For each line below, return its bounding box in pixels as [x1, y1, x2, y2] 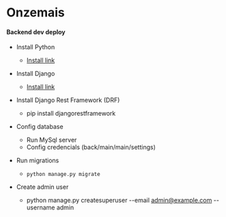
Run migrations [16, 156, 59, 165]
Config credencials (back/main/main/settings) [26, 143, 156, 151]
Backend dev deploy [6, 27, 66, 36]
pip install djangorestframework [26, 110, 116, 118]
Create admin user [16, 183, 69, 191]
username [26, 203, 55, 212]
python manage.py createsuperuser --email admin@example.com [26, 196, 212, 205]
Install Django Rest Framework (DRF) [16, 96, 120, 104]
